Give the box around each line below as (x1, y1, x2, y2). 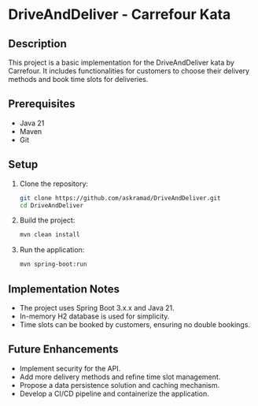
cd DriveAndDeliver (19, 201, 84, 210)
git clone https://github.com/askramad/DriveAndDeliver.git (19, 194, 221, 202)
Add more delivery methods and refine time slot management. (19, 372, 221, 382)
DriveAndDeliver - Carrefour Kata (8, 6, 231, 24)
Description (8, 37, 67, 50)
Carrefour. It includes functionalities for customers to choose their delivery (8, 66, 250, 76)
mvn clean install (19, 231, 80, 239)
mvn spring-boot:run (19, 260, 87, 269)
